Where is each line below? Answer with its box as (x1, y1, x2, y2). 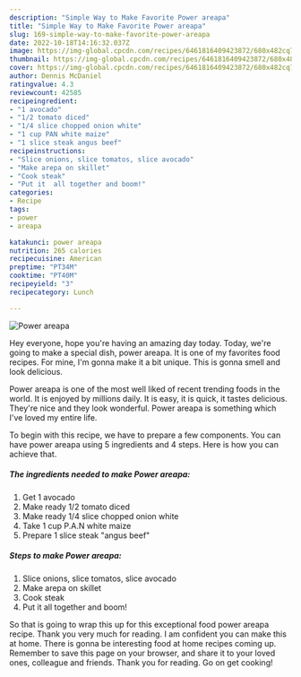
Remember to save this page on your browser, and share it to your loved (9, 647, 276, 658)
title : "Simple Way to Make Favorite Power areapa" (9, 22, 206, 30)
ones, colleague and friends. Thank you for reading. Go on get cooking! (9, 656, 273, 668)
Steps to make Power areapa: (9, 551, 123, 561)
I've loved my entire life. (9, 412, 98, 422)
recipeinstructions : (9, 146, 87, 155)
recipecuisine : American (9, 255, 102, 264)
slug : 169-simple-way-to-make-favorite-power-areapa (9, 30, 211, 39)
